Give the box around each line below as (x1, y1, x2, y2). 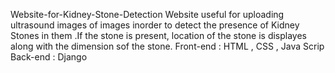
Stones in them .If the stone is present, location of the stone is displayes (10, 30, 307, 41)
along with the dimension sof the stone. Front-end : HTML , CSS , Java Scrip (10, 40, 325, 52)
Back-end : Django (10, 51, 88, 63)
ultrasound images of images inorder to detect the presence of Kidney (10, 19, 300, 31)
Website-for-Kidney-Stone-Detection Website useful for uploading (10, 9, 285, 20)
